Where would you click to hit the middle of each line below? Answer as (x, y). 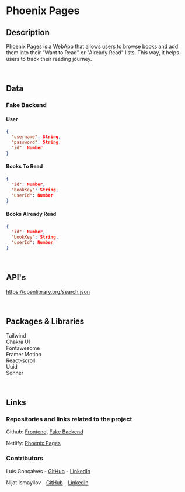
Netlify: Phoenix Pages (34, 443)
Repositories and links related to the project (69, 419)
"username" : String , (36, 137)
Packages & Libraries (45, 321)
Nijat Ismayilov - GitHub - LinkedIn (47, 482)
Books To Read (25, 166)
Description (28, 32)
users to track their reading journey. (49, 59)
